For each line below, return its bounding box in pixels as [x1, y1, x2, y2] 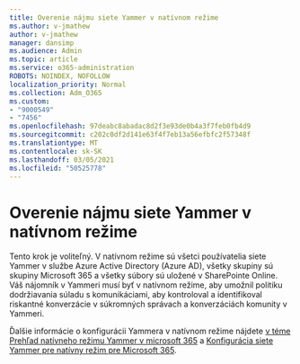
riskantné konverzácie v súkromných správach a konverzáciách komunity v [9, 298, 287, 310]
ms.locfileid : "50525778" [9, 164, 106, 173]
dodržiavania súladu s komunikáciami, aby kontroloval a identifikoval [9, 289, 262, 300]
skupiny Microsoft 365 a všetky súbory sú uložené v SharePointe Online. [9, 271, 278, 281]
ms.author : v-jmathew [9, 22, 91, 31]
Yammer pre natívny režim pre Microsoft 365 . [9, 345, 177, 356]
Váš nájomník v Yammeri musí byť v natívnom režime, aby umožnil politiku [9, 280, 283, 290]
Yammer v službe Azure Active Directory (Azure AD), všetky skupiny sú [9, 261, 274, 271]
